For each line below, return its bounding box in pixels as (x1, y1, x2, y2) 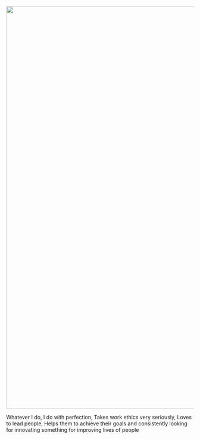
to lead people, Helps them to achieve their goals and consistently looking (6, 420, 187, 427)
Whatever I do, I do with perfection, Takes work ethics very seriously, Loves (6, 414, 192, 421)
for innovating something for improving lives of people (6, 426, 139, 433)
